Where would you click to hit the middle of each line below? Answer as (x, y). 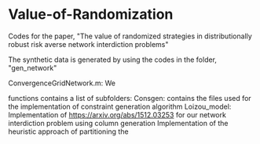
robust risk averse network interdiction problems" (88, 44)
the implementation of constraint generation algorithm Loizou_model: (120, 106)
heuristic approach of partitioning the (68, 131)
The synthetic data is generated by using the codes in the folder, (113, 59)
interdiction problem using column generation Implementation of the (118, 123)
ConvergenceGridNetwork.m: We (62, 83)
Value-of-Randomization (91, 14)
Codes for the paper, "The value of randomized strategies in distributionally (130, 36)
